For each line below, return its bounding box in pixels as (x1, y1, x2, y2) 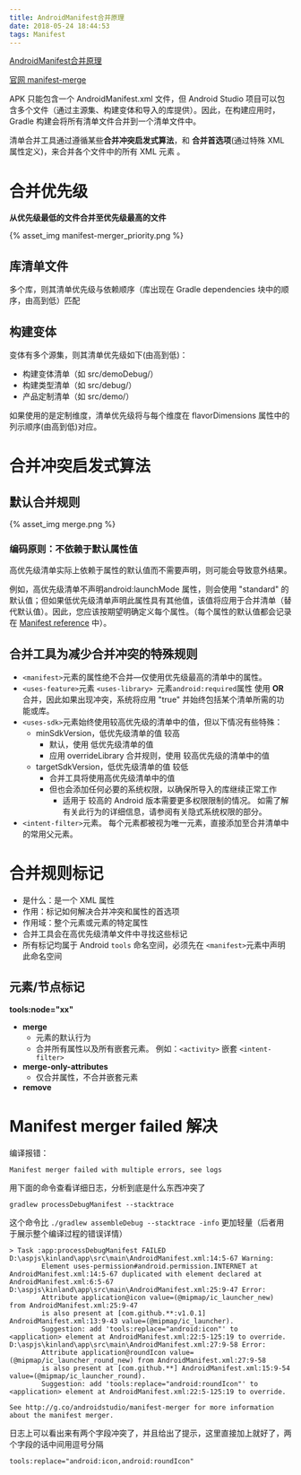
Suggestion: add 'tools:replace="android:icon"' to (41, 1324, 239, 1333)
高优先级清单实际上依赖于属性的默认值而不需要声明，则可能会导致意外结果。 (9, 565, 292, 576)
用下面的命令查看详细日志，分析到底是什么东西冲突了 (9, 1182, 206, 1193)
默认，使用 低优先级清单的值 (48, 739, 154, 750)
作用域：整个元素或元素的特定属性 (21, 916, 149, 928)
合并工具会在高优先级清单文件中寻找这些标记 (21, 928, 188, 939)
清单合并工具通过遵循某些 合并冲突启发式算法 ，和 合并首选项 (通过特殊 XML (9, 135, 285, 146)
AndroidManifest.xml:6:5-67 (9, 1277, 115, 1287)
